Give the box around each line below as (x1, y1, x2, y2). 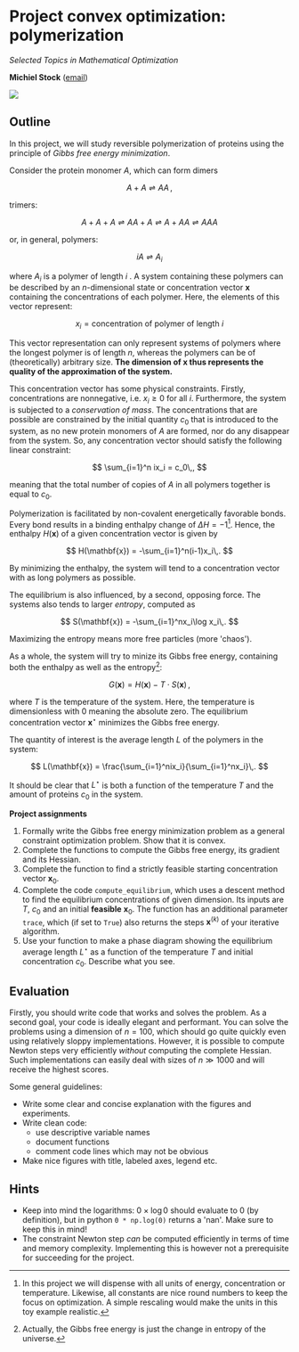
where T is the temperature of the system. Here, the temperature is (9, 696, 255, 707)
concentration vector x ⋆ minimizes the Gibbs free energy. (9, 715, 220, 727)
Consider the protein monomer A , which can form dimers (9, 165, 218, 176)
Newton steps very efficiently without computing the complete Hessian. (9, 1045, 272, 1056)
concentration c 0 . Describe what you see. (21, 955, 175, 969)
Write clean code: (21, 1118, 87, 1128)
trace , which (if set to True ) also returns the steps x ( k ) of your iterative (21, 915, 279, 928)
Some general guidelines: (9, 1081, 103, 1093)
